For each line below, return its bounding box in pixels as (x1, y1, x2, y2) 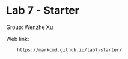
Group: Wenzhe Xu (6, 23, 53, 31)
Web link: (6, 35, 29, 42)
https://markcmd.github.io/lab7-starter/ (17, 46, 122, 53)
